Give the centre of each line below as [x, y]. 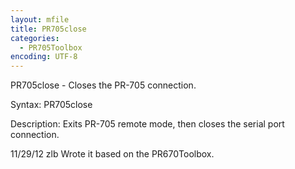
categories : [35, 38]
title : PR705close [48, 29]
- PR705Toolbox [51, 47]
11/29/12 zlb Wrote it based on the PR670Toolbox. [112, 154]
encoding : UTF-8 [44, 57]
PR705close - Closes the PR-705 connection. [103, 85]
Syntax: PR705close [51, 105]
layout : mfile [40, 19]
